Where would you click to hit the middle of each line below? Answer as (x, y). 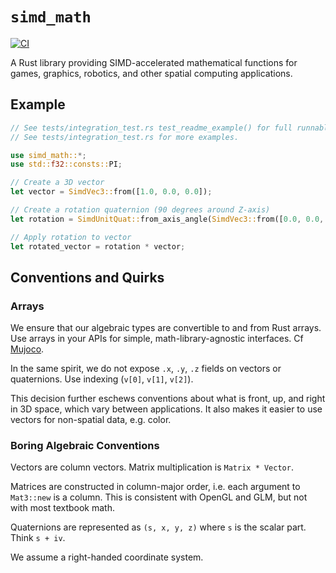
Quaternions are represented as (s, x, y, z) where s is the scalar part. (158, 527)
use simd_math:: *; (48, 155)
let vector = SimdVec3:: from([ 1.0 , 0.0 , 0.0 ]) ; (111, 192)
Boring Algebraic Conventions (85, 446)
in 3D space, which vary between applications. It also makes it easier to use (166, 409)
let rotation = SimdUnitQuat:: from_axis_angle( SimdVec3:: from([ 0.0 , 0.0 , (167, 219)
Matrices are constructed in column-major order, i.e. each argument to (155, 487)
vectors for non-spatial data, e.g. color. (91, 420)
